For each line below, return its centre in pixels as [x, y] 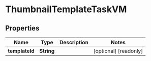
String [47, 51]
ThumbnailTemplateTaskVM [66, 9]
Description [74, 42]
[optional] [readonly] [118, 51]
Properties [22, 28]
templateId [21, 51]
